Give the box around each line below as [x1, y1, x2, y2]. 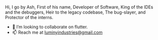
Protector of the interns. [5, 15, 53, 20]
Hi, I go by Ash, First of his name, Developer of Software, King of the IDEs [5, 4, 153, 10]
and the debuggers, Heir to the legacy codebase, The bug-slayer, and [5, 9, 146, 15]
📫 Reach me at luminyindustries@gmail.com [12, 29, 103, 35]
